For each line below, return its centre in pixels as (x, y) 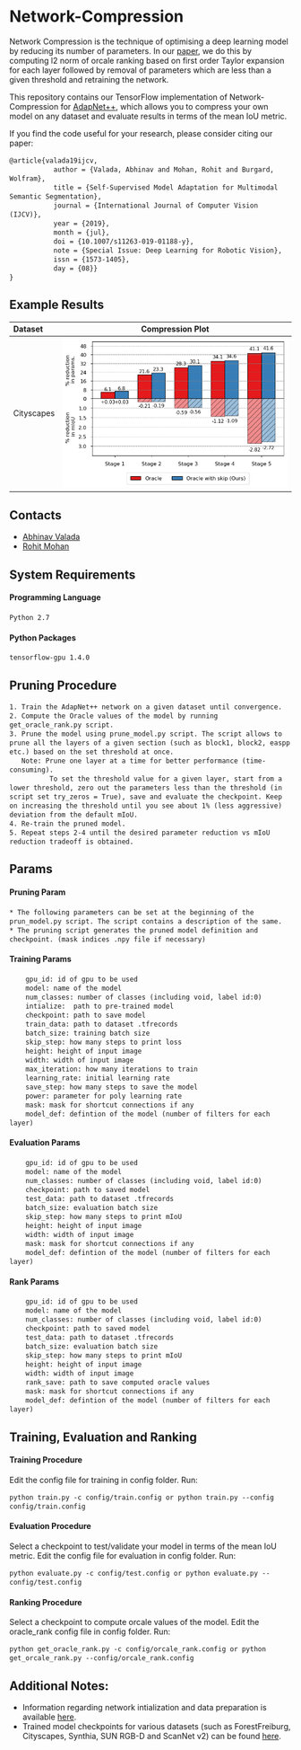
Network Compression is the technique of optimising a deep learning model (149, 41)
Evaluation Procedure (50, 1526)
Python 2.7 (30, 617)
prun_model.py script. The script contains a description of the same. (146, 921)
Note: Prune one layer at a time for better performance (130, 761)
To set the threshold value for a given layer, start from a (165, 779)
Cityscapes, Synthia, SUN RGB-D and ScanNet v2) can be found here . (152, 1736)
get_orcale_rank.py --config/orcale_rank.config (102, 1658)
